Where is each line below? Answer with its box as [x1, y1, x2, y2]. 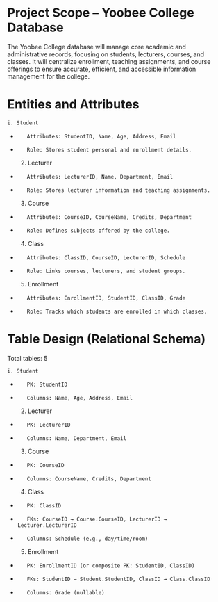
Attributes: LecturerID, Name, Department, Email [26, 173, 174, 180]
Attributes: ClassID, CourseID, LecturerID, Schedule [26, 254, 186, 261]
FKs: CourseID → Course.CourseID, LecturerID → [26, 516, 167, 523]
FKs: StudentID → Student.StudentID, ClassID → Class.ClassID [26, 576, 210, 583]
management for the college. [7, 72, 90, 81]
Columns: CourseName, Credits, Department [26, 475, 151, 482]
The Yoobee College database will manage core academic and [7, 42, 186, 51]
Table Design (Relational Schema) [7, 332, 206, 347]
